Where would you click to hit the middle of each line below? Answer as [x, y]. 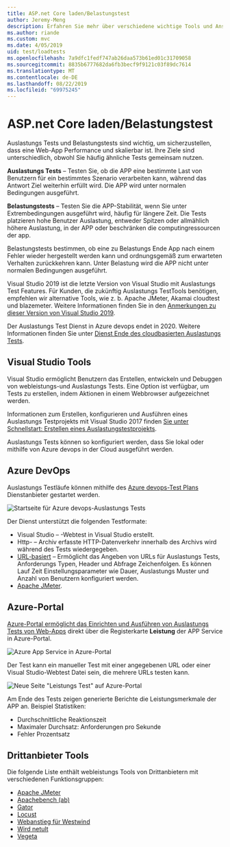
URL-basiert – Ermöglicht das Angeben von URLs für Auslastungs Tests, [118, 556]
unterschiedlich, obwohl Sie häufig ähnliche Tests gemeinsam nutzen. [105, 158]
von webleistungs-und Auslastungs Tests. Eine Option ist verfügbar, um [108, 386]
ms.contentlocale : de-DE [42, 77]
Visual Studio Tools [49, 362]
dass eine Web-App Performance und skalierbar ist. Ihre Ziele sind [101, 150]
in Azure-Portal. [29, 638]
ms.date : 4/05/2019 [35, 45]
